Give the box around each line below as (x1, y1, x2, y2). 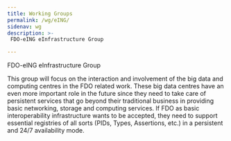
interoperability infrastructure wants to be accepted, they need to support (7, 112, 218, 120)
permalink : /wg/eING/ (7, 17, 70, 24)
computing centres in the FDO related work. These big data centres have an (7, 82, 224, 90)
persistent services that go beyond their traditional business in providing (7, 97, 214, 105)
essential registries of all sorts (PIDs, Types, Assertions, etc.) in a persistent (7, 119, 223, 127)
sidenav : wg (7, 23, 42, 30)
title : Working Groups (7, 10, 73, 17)
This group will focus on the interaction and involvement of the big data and (7, 74, 223, 83)
